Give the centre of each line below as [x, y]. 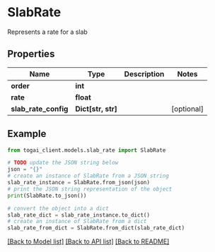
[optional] [187, 109]
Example [27, 134]
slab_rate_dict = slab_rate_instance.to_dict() [79, 215]
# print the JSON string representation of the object [90, 189]
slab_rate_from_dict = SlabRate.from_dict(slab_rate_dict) [96, 228]
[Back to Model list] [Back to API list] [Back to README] [88, 241]
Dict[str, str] [97, 109]
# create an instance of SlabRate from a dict [77, 222]
